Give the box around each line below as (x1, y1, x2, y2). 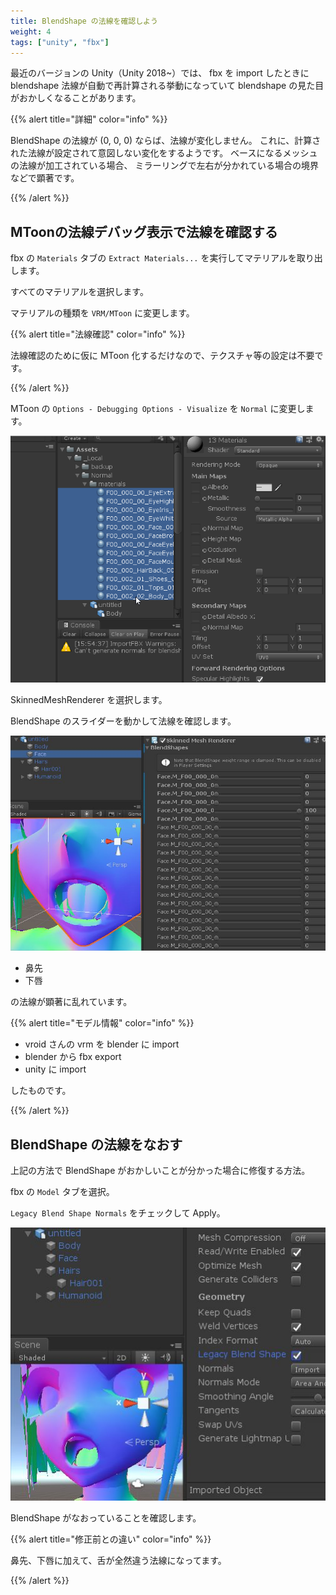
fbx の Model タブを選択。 (10, 1186, 115, 1198)
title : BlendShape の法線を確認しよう (10, 16, 158, 26)
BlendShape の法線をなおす (10, 1136, 183, 1153)
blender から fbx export (24, 1051, 122, 1063)
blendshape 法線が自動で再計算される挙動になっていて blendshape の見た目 (10, 80, 325, 92)
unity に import (24, 1063, 87, 1075)
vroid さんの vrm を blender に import (24, 1038, 180, 1050)
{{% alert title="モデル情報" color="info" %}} (10, 1017, 195, 1029)
